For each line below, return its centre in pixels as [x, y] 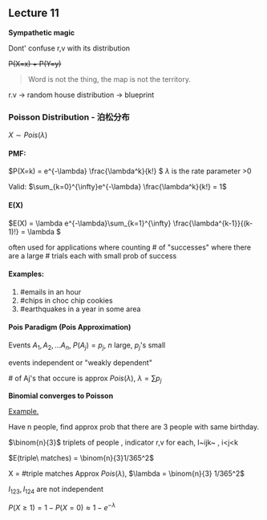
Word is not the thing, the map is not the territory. [109, 79]
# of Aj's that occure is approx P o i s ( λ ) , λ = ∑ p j [85, 379]
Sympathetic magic [41, 32]
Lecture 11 [34, 13]
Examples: [26, 274]
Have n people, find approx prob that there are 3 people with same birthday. [134, 427]
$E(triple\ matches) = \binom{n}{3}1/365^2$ [81, 457]
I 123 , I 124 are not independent [56, 490]
